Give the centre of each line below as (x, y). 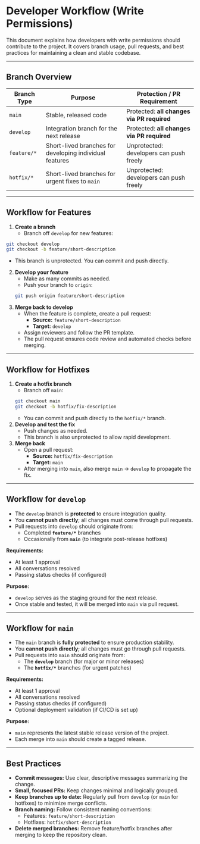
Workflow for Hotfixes (48, 369)
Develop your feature (41, 273)
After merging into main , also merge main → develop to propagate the (107, 468)
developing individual (75, 153)
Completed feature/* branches (62, 532)
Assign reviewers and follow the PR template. (79, 333)
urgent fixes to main (73, 181)
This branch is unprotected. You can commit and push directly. (92, 261)
